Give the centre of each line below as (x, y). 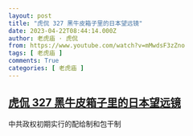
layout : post (30, 16)
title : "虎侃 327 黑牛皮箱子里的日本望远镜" (76, 23)
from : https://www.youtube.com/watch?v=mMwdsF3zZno (96, 46)
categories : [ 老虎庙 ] (46, 68)
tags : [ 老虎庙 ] (35, 53)
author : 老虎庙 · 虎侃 (43, 38)
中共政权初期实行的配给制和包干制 (65, 124)
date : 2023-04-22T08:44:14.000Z (62, 31)
